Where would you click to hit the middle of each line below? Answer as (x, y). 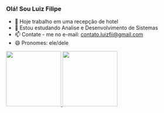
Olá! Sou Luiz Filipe (34, 9)
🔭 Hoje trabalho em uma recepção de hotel (66, 22)
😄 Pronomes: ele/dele (42, 43)
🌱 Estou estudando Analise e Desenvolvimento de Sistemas (86, 28)
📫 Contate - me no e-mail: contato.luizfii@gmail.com (79, 35)
